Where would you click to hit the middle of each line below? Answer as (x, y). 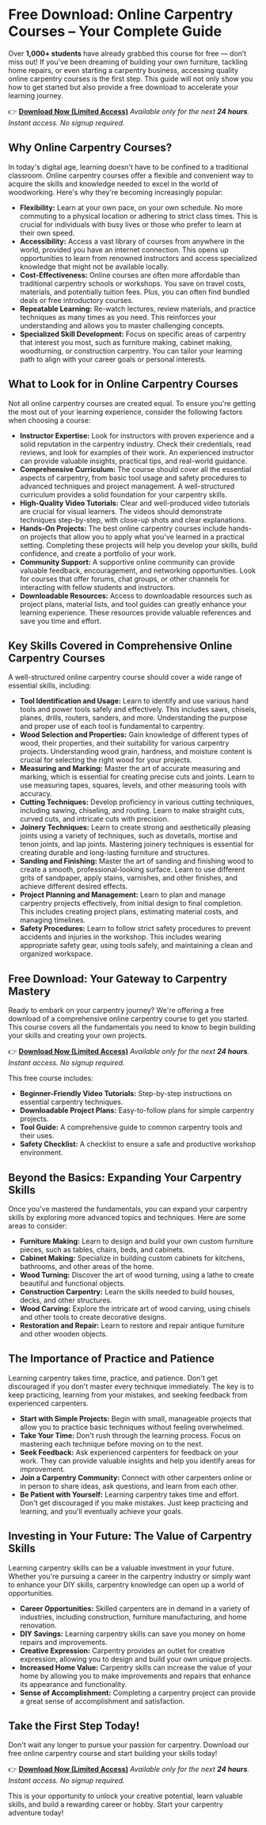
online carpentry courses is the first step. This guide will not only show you (131, 79)
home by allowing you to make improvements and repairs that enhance (135, 1676)
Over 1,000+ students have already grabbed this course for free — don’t (127, 53)
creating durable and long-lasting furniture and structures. (115, 853)
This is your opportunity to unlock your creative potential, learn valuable (125, 1796)
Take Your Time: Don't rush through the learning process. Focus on (130, 1435)
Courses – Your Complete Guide (115, 31)
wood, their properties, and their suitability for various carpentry (124, 743)
